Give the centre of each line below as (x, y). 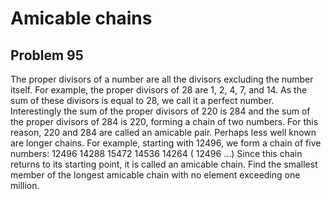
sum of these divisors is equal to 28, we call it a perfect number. (142, 100)
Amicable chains (81, 18)
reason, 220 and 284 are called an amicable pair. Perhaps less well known (163, 132)
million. (25, 185)
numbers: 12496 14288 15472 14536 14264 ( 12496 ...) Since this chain (156, 153)
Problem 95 (47, 55)
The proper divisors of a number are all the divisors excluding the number (162, 79)
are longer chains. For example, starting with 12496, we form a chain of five (166, 143)
